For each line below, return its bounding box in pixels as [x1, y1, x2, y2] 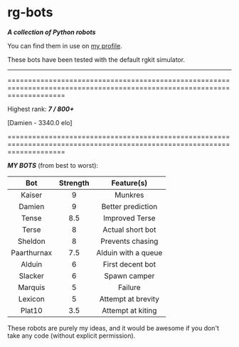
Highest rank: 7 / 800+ [7, 105, 75, 113]
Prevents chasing [100, 236, 159, 246]
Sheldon [17, 236, 46, 246]
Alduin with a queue [95, 247, 163, 257]
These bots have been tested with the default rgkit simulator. [7, 55, 186, 64]
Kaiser [21, 190, 43, 200]
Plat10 [20, 305, 43, 315]
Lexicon [18, 294, 45, 304]
